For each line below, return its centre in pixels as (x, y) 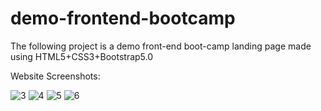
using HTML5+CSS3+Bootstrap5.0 (82, 56)
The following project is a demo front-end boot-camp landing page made (161, 46)
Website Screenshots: (55, 76)
